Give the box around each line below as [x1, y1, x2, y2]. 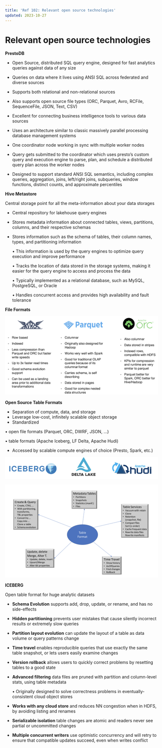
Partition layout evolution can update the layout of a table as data [12, 630, 145, 636]
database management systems [12, 133, 76, 138]
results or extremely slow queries [12, 621, 79, 627]
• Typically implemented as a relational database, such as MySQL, [12, 277, 145, 284]
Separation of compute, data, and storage [12, 408, 96, 415]
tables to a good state [12, 664, 56, 670]
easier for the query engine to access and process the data [12, 268, 131, 274]
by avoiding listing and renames [12, 708, 76, 714]
